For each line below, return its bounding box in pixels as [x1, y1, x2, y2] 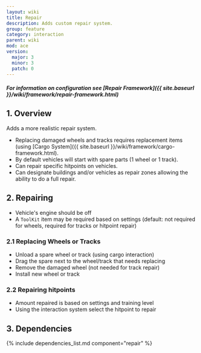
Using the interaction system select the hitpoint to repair [15, 306, 157, 313]
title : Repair [6, 15, 43, 21]
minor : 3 [12, 60, 34, 66]
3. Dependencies [6, 323, 72, 334]
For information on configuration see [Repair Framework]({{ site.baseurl [6, 84, 194, 91]
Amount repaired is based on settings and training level [15, 299, 154, 307]
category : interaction [6, 32, 64, 38]
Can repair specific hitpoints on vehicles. [15, 162, 118, 169]
